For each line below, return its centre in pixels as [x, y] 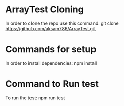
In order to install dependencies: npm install [51, 63]
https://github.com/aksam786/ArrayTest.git [50, 28]
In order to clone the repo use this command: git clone [62, 23]
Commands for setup [51, 49]
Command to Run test [52, 84]
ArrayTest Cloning [44, 9]
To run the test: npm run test [35, 98]
